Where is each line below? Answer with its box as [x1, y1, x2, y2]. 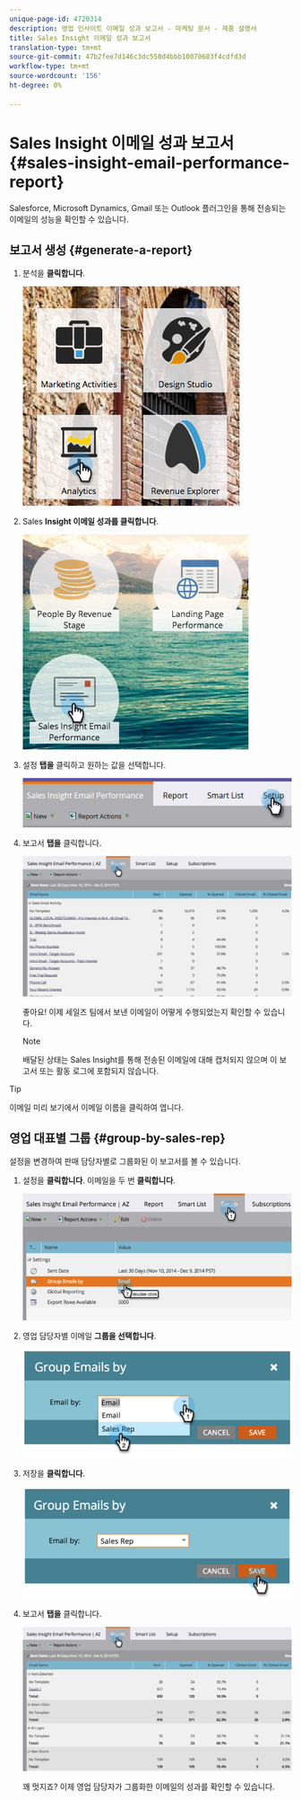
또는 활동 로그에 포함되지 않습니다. [39, 1065, 159, 1076]
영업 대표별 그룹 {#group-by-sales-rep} [9, 1131, 226, 1146]
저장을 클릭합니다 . [21, 1469, 85, 1479]
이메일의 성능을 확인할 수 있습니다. [9, 214, 129, 225]
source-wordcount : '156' [9, 72, 102, 81]
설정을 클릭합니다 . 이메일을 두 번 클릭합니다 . [21, 1175, 176, 1186]
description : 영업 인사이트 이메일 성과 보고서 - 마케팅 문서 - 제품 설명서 [9, 23, 257, 33]
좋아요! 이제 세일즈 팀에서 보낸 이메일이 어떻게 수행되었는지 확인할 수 [21, 1006, 262, 1017]
